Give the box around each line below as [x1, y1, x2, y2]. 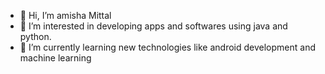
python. [19, 31, 52, 42]
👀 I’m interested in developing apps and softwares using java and [19, 20, 288, 32]
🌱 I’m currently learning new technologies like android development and [19, 41, 316, 53]
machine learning [19, 52, 92, 64]
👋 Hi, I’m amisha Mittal [19, 10, 112, 21]
